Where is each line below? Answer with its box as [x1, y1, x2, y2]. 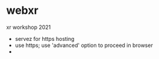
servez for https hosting [14, 35, 75, 42]
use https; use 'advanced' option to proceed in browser [14, 42, 154, 49]
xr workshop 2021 [6, 23, 51, 31]
